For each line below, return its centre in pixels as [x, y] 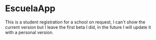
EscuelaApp [30, 9]
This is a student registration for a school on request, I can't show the [75, 22]
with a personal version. [29, 32]
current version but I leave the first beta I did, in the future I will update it [78, 27]
